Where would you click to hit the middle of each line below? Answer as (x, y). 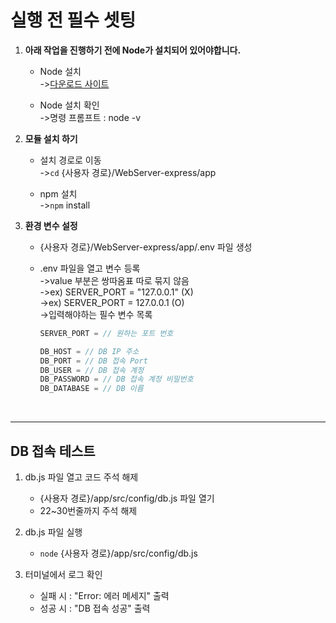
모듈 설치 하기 (51, 138)
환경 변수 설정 (51, 225)
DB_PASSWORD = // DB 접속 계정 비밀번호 (116, 379)
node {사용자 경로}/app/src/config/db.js (118, 553)
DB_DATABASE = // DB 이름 (91, 389)
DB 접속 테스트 (53, 451)
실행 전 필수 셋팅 (73, 20)
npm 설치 (58, 193)
